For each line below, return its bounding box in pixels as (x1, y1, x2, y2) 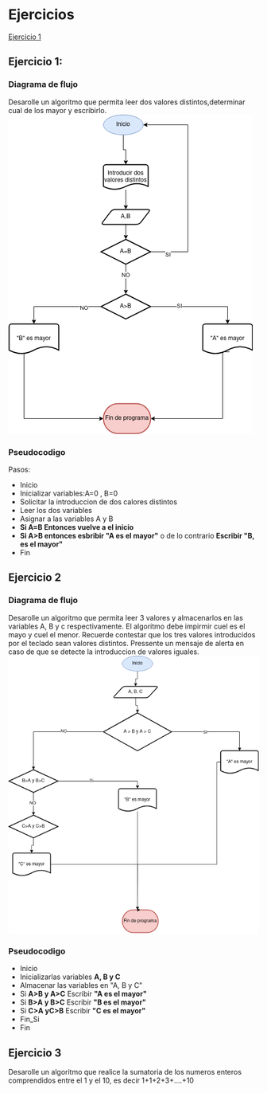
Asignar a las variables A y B (19, 514, 114, 523)
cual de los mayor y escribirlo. (8, 105, 107, 115)
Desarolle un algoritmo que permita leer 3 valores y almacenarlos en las (8, 613, 244, 622)
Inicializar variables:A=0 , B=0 (19, 488, 118, 498)
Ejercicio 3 (8, 1046, 62, 1060)
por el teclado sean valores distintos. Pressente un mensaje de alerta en (8, 638, 245, 648)
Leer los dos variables (19, 505, 93, 515)
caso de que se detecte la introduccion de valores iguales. (8, 647, 200, 656)
